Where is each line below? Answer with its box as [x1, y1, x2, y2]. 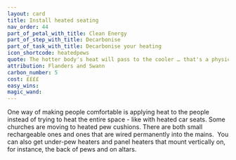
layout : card [7, 10, 46, 18]
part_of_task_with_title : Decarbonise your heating [7, 43, 162, 50]
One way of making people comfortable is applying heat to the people [7, 108, 209, 116]
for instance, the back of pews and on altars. [7, 145, 137, 154]
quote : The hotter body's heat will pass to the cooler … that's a [7, 56, 209, 63]
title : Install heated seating [7, 17, 99, 24]
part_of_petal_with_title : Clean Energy [7, 29, 128, 37]
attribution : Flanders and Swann [7, 62, 105, 69]
